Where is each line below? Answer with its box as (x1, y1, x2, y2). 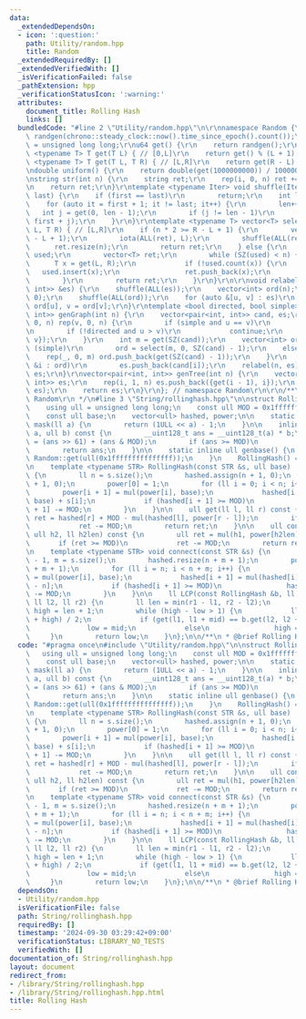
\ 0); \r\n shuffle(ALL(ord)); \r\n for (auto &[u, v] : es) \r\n (25, 293, 296, 302)
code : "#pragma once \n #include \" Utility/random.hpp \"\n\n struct (17, 640, 271, 650)
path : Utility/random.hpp (25, 38, 125, 48)
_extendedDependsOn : (17, 22, 96, 31)
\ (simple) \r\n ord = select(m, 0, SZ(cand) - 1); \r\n (25, 344, 267, 353)
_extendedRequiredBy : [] (17, 56, 112, 65)
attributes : (17, 98, 64, 108)
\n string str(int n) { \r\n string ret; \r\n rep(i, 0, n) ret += (25, 174, 300, 183)
